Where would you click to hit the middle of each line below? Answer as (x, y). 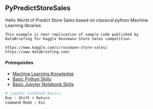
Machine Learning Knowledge (43, 74)
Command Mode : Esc (25, 103)
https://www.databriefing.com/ (38, 52)
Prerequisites (19, 63)
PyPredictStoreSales (38, 8)
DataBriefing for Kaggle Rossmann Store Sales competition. (69, 39)
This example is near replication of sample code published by (72, 34)
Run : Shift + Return (28, 98)
